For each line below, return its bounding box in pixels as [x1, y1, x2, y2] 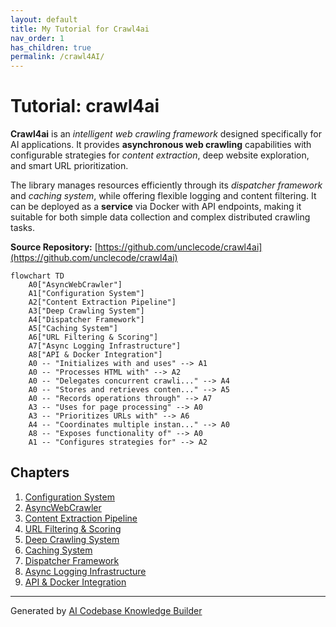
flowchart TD [10, 271, 65, 281]
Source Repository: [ [10, 241, 98, 253]
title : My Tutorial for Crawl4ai [10, 24, 150, 34]
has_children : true [10, 42, 92, 53]
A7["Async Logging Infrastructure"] [28, 341, 182, 351]
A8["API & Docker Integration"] [28, 350, 163, 360]
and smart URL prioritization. [10, 160, 129, 172]
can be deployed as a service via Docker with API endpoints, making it [10, 201, 302, 213]
